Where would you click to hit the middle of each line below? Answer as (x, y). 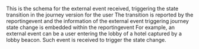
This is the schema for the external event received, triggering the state (92, 9)
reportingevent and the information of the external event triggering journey (97, 21)
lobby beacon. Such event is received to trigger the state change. (86, 40)
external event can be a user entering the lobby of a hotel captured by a (94, 34)
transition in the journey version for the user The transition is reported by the (100, 15)
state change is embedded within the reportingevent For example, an (91, 27)
